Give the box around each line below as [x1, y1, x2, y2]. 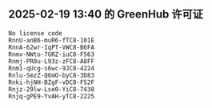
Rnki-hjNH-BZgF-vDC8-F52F [8, 78, 94, 86]
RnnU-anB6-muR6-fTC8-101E [8, 36, 94, 44]
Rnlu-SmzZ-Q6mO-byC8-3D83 [8, 71, 94, 79]
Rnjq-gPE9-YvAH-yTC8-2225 [8, 92, 94, 100]
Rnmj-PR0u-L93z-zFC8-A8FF [8, 57, 94, 66]
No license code [8, 29, 62, 38]
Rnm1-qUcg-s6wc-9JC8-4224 [8, 64, 94, 72]
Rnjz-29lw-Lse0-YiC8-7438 [8, 85, 94, 94]
